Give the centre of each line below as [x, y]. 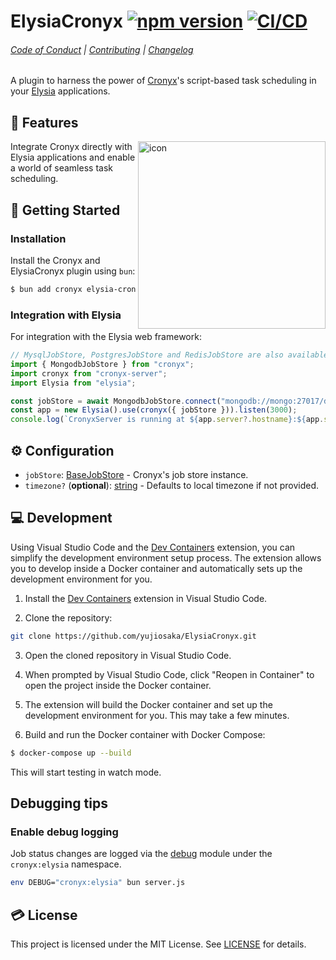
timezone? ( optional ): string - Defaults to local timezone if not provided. [171, 485]
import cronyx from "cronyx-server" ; [89, 373]
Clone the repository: [68, 617]
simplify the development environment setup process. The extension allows [166, 557]
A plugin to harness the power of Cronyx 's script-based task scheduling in [163, 81]
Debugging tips [59, 803]
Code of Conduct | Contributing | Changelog [102, 49]
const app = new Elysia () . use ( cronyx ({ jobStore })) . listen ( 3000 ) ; [154, 410]
